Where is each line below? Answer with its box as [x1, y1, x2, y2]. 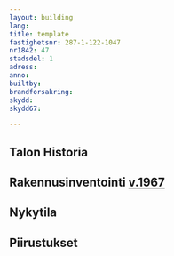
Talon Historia [9, 144, 89, 160]
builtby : [9, 79, 42, 88]
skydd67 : [9, 104, 42, 113]
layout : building [9, 12, 74, 22]
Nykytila [9, 205, 58, 220]
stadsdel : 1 [9, 54, 53, 63]
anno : [9, 71, 29, 80]
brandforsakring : [9, 87, 74, 96]
